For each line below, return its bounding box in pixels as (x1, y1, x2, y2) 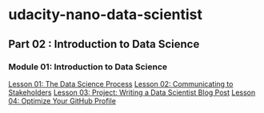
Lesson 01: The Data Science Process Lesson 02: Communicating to (8, 79, 234, 88)
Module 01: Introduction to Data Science (8, 61, 168, 72)
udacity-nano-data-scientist (8, 6, 202, 24)
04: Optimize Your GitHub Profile (8, 95, 116, 105)
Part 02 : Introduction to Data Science (8, 37, 200, 51)
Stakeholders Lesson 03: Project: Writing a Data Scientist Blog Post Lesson (8, 88, 256, 97)
